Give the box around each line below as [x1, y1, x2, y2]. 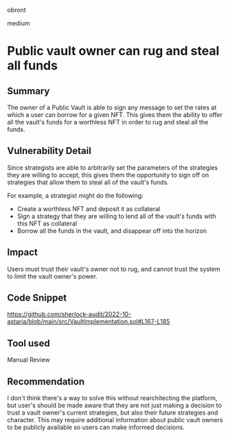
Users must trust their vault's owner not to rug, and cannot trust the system [7, 265, 221, 273]
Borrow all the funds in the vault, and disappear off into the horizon [16, 226, 207, 234]
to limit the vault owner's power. [7, 272, 98, 281]
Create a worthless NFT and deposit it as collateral [16, 204, 161, 212]
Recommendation [7, 375, 84, 387]
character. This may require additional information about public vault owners [7, 416, 223, 424]
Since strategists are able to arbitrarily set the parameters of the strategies [7, 163, 218, 171]
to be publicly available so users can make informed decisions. [7, 423, 185, 432]
